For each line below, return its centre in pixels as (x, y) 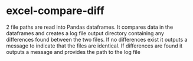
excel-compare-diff (55, 11)
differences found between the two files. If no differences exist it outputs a (97, 39)
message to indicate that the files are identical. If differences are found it (94, 46)
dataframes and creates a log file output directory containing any (85, 33)
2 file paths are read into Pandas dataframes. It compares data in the (90, 27)
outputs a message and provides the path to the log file (73, 52)
